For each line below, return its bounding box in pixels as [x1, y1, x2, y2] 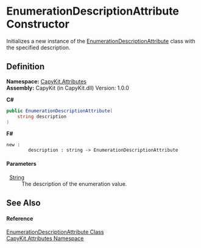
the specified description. [6, 44, 71, 51]
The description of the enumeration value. [21, 180, 127, 187]
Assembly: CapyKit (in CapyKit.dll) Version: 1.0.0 [6, 84, 129, 91]
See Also [6, 197, 41, 208]
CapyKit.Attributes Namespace [6, 235, 84, 242]
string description [17, 113, 67, 119]
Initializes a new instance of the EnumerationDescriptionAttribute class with [6, 37, 196, 44]
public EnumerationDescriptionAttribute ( [6, 108, 113, 114]
